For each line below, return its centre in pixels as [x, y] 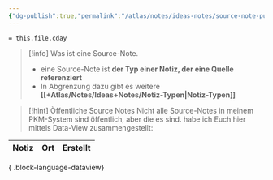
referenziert [61, 77]
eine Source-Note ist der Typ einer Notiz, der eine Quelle [137, 69]
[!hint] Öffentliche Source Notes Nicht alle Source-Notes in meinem [141, 110]
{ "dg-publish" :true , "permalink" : [65, 16]
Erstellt [76, 148]
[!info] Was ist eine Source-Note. [83, 53]
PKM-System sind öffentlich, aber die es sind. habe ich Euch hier [137, 119]
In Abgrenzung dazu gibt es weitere [100, 86]
